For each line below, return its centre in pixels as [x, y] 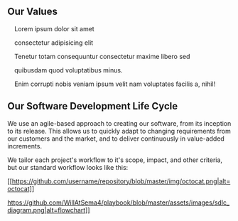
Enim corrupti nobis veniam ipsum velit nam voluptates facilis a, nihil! [115, 84]
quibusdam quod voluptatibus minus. [68, 70]
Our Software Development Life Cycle [93, 106]
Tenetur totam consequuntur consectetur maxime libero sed [102, 56]
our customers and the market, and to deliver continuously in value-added [116, 139]
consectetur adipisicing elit [54, 43]
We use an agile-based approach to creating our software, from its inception [119, 123]
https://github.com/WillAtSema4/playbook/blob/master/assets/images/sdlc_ [118, 203]
